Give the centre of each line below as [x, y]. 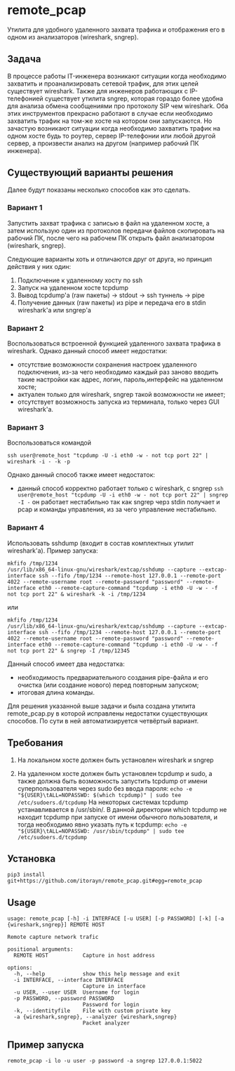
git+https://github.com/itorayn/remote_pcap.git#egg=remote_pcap [105, 881]
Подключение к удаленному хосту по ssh [80, 280]
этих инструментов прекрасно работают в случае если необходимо [110, 113]
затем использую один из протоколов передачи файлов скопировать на [116, 230]
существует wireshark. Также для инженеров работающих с [98, 91]
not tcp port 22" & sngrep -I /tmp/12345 [69, 651]
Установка [32, 859]
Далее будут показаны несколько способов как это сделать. [99, 190]
